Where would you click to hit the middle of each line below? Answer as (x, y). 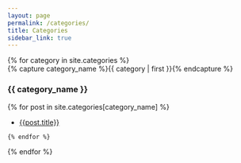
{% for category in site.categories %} (69, 60)
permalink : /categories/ (48, 23)
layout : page (29, 16)
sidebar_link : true (40, 38)
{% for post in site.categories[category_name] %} (88, 107)
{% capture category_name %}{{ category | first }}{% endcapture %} (120, 69)
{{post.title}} (39, 122)
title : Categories (38, 30)
